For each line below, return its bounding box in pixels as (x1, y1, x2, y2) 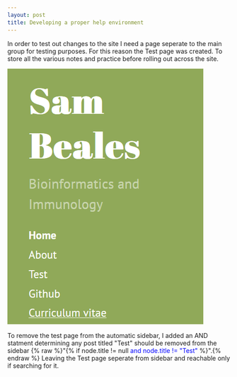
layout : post (7, 11, 46, 18)
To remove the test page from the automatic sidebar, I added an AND (7, 331, 209, 339)
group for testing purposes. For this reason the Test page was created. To (7, 47, 223, 55)
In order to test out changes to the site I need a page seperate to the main (7, 39, 222, 47)
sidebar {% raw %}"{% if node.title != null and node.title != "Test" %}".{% (7, 346, 221, 354)
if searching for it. (7, 361, 59, 370)
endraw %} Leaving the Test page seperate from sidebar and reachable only (7, 354, 231, 362)
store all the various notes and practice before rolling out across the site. (7, 54, 219, 63)
